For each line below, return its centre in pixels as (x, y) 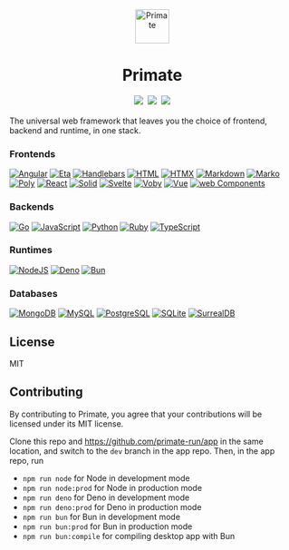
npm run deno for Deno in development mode (106, 497)
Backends (32, 207)
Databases (34, 293)
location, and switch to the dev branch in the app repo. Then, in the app (142, 451)
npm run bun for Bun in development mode (101, 516)
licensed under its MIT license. (67, 423)
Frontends (33, 153)
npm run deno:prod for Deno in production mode (112, 506)
